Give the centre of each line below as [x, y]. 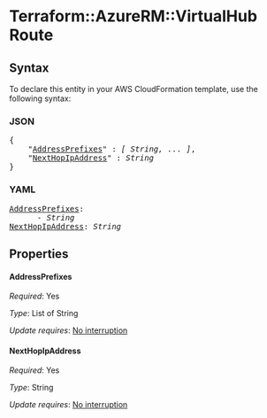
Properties [39, 254]
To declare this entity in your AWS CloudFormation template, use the [133, 89]
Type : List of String [44, 313]
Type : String [31, 388]
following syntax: [40, 98]
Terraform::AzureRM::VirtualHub [133, 16]
